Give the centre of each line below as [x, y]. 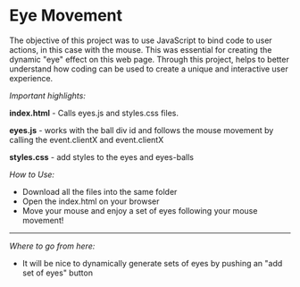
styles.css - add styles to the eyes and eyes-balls [102, 156]
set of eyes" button [58, 273]
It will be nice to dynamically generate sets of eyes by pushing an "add [152, 263]
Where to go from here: [52, 246]
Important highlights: [48, 96]
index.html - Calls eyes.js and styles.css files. [94, 113]
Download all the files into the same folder [100, 191]
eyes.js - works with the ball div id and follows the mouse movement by [142, 130]
